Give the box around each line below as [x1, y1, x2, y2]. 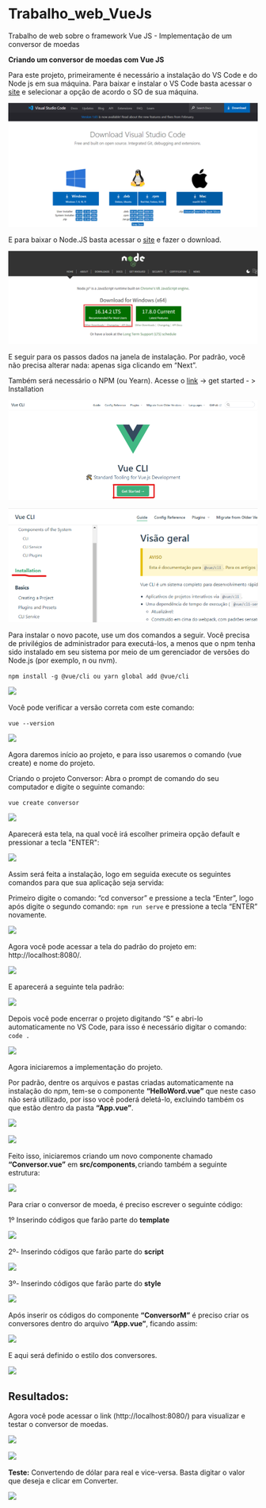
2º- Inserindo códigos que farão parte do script [8, 1247, 165, 1256]
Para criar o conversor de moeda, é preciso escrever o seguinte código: [8, 1199, 243, 1209]
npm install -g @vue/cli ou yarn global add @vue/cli [8, 672, 190, 680]
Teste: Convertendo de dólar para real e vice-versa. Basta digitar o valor [8, 1468, 245, 1477]
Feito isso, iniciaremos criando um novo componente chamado [8, 1151, 213, 1160]
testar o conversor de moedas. [8, 1419, 108, 1429]
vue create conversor [8, 798, 80, 806]
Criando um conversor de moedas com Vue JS [8, 55, 165, 64]
